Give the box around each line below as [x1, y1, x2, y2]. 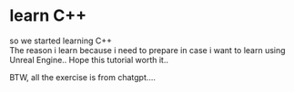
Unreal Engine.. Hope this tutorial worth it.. [9, 54, 168, 65]
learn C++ [9, 5, 87, 26]
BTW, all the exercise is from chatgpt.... [9, 71, 157, 82]
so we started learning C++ [9, 35, 112, 46]
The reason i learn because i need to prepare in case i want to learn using [9, 44, 286, 55]
